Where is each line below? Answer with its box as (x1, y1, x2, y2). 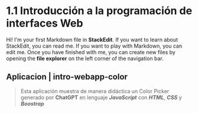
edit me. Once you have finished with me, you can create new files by (6, 48, 176, 55)
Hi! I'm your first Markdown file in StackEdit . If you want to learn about (6, 36, 178, 43)
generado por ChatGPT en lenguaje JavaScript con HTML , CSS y (20, 94, 182, 101)
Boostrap (20, 100, 44, 107)
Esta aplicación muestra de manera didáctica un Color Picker (20, 87, 170, 95)
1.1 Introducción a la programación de (6, 4, 193, 18)
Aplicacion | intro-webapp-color (6, 72, 128, 82)
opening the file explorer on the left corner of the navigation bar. (6, 55, 164, 62)
